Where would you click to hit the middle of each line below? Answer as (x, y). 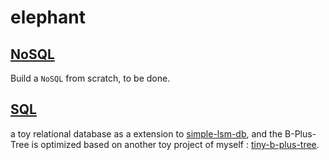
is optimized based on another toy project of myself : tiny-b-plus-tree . (175, 144)
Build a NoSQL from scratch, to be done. (90, 78)
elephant (48, 17)
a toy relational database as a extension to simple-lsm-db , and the (146, 133)
